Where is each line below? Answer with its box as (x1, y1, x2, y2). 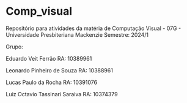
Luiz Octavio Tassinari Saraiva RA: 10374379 (5, 90, 118, 97)
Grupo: (5, 43, 23, 50)
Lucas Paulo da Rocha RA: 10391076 (5, 78, 98, 86)
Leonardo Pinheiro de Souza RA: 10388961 (5, 66, 114, 74)
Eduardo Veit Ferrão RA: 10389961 (5, 55, 92, 62)
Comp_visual (5, 4, 73, 18)
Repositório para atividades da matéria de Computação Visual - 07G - (5, 25, 182, 32)
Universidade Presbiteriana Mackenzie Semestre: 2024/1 (5, 31, 149, 38)
